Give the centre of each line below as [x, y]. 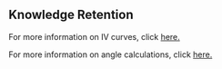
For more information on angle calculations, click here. [111, 54]
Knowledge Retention [71, 15]
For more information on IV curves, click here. [95, 36]
